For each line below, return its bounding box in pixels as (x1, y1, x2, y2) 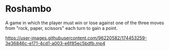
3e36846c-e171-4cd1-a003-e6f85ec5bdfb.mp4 (5, 40, 106, 46)
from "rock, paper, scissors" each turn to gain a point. (5, 25, 118, 31)
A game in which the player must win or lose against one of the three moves (5, 20, 164, 26)
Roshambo (5, 3, 52, 15)
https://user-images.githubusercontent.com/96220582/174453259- (5, 35, 147, 41)
